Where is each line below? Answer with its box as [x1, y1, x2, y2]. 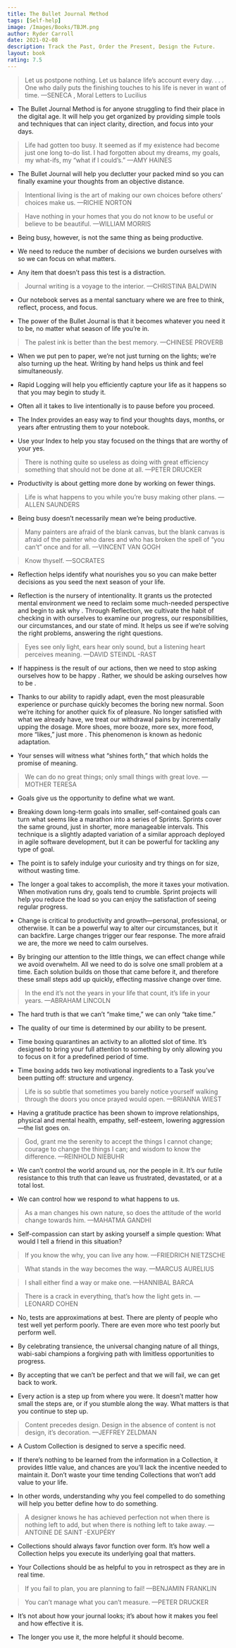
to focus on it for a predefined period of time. [17, 1052, 149, 1061]
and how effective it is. [17, 1619, 84, 1627]
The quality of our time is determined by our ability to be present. [17, 1023, 207, 1032]
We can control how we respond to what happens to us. [17, 1195, 180, 1203]
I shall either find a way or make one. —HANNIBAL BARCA [24, 1278, 194, 1287]
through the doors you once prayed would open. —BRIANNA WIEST [24, 1094, 222, 1103]
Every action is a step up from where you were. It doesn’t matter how [17, 1391, 218, 1400]
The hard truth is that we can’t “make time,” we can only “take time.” [17, 1009, 216, 1019]
